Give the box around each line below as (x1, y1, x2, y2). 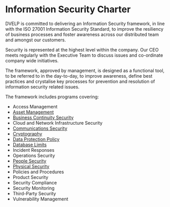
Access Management (12, 103, 58, 109)
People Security (12, 157, 47, 164)
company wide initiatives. (5, 57, 59, 63)
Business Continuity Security (12, 114, 74, 121)
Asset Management (12, 109, 54, 115)
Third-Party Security (12, 190, 56, 196)
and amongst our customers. (5, 37, 66, 43)
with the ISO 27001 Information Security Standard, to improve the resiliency (5, 26, 164, 32)
